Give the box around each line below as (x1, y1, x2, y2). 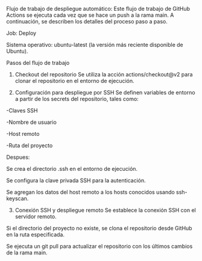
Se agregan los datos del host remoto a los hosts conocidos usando (6, 189, 175, 195)
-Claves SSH (6, 107, 38, 114)
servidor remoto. (14, 213, 57, 220)
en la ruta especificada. (6, 231, 65, 238)
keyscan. (6, 195, 29, 202)
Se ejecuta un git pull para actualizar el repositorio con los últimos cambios (6, 243, 193, 250)
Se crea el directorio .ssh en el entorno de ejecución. (6, 165, 137, 172)
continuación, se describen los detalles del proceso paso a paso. (6, 18, 168, 25)
